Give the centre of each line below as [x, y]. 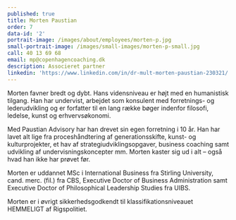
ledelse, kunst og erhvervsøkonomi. [59, 115]
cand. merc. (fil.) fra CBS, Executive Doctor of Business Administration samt [117, 180]
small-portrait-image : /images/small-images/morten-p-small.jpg [104, 47]
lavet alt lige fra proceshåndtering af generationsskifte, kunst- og [102, 136]
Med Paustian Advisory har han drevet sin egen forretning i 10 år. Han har [114, 129]
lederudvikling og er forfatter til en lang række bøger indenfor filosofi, [108, 108]
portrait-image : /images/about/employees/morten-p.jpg [89, 40]
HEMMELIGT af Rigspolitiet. [48, 209]
